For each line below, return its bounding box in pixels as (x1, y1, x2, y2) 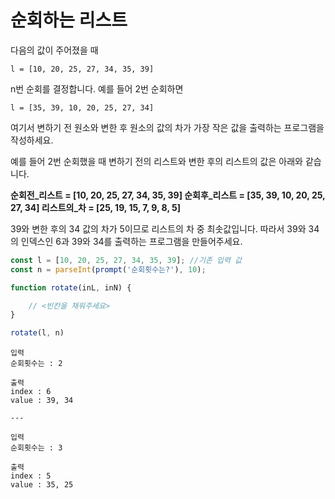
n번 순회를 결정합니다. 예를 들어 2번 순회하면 (10, 82, 184, 95)
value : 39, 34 (10, 396, 74, 406)
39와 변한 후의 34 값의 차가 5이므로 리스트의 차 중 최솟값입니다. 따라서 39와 (10, 222, 307, 235)
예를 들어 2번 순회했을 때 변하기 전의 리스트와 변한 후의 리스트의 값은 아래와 (10, 155, 303, 167)
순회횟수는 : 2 (10, 359, 63, 369)
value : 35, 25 (10, 480, 74, 490)
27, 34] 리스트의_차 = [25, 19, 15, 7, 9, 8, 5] (10, 201, 181, 213)
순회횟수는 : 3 (10, 443, 63, 453)
